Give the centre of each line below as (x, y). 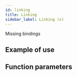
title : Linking (21, 15)
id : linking (18, 10)
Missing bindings (23, 34)
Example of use (30, 49)
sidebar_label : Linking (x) (35, 19)
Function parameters (39, 67)
